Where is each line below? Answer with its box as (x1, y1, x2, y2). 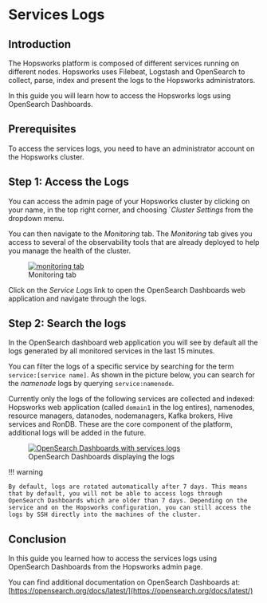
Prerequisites (8, 122, 77, 136)
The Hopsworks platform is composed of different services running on (8, 58, 240, 68)
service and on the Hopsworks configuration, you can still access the (8, 504, 251, 512)
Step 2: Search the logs (8, 317, 127, 330)
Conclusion (8, 532, 67, 546)
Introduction (8, 37, 72, 51)
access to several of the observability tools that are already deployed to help (8, 237, 260, 246)
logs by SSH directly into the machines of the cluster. (8, 510, 202, 519)
